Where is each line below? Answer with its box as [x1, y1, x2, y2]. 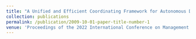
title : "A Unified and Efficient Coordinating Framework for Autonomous [6, 8, 187, 14]
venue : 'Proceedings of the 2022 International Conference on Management [6, 24, 190, 30]
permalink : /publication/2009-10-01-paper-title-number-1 [6, 19, 150, 25]
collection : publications [6, 14, 69, 19]
